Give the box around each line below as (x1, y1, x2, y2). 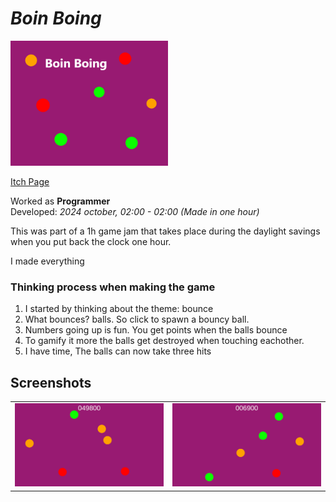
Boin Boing (10, 7, 102, 30)
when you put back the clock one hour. (10, 235, 172, 247)
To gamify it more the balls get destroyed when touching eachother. (24, 335, 305, 347)
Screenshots (10, 374, 92, 391)
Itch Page (10, 175, 50, 187)
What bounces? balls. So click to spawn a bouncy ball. (24, 313, 250, 326)
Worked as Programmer (10, 195, 111, 207)
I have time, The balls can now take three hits (24, 345, 212, 357)
